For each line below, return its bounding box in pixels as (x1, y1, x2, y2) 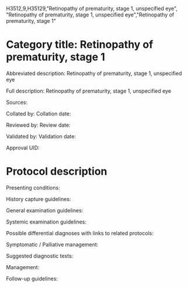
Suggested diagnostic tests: (6, 252, 74, 259)
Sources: (6, 99, 28, 106)
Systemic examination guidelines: (6, 218, 86, 225)
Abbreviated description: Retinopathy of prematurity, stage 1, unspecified (6, 70, 182, 77)
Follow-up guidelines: (6, 275, 58, 282)
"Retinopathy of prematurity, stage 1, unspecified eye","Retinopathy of (6, 11, 175, 18)
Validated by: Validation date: (6, 133, 76, 140)
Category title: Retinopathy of (6, 38, 154, 52)
